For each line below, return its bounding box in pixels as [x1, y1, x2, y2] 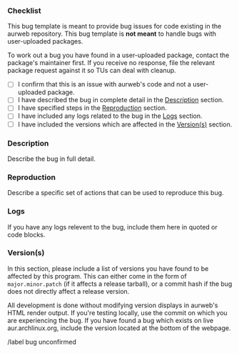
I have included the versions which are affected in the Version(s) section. [17, 120, 233, 129]
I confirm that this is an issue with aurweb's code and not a [17, 80, 191, 89]
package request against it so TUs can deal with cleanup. [7, 66, 176, 75]
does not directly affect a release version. [7, 287, 130, 295]
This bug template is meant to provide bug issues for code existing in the [7, 22, 222, 31]
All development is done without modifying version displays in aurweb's [7, 301, 219, 309]
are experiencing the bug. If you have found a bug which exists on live [7, 316, 214, 324]
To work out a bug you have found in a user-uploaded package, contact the [7, 51, 230, 59]
